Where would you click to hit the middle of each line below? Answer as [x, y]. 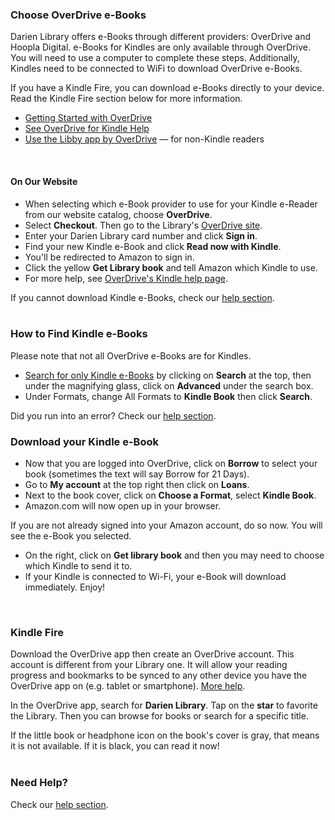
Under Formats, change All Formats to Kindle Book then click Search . [168, 396]
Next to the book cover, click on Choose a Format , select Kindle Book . [170, 495]
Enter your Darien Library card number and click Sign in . [141, 235]
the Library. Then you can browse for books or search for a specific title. [159, 716]
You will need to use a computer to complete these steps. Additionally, [155, 58]
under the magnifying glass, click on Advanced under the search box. [169, 385]
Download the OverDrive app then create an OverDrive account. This [152, 654]
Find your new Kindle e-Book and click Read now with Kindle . [153, 246]
